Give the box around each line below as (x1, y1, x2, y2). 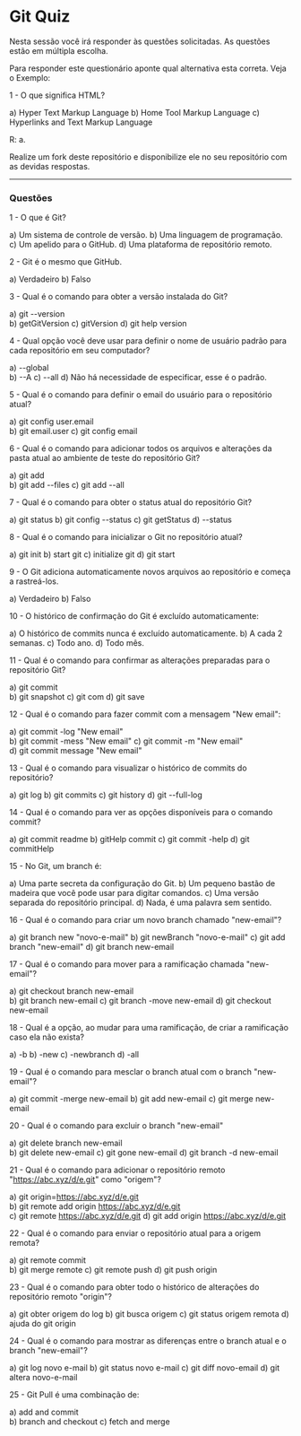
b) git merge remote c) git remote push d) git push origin (9, 1265, 218, 1275)
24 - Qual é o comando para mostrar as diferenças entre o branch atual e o (9, 1336, 287, 1346)
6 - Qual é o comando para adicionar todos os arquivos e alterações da (9, 443, 272, 454)
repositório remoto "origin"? (9, 1292, 112, 1302)
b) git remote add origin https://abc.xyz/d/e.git (9, 1201, 181, 1212)
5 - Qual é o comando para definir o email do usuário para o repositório (9, 389, 272, 400)
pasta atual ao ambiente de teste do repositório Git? (9, 453, 201, 464)
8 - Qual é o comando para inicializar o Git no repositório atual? (9, 532, 244, 543)
